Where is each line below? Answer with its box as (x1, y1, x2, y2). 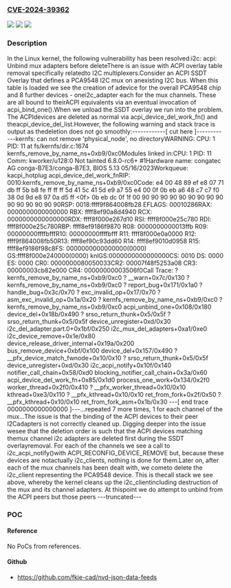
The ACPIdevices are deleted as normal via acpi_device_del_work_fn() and (7, 112, 218, 121)
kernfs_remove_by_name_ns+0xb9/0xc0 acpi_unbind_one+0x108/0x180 (7, 303, 212, 311)
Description (7, 39, 47, 48)
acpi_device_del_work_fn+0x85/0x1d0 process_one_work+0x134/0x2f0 (7, 375, 210, 384)
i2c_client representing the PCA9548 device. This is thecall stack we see (7, 470, 213, 479)
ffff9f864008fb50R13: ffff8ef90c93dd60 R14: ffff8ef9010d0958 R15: (7, 237, 201, 245)
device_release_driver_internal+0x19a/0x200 (7, 339, 135, 347)
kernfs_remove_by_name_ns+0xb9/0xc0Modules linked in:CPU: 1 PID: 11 (7, 149, 212, 157)
